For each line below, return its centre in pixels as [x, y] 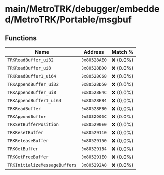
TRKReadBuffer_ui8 [29, 68]
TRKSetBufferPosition [33, 125]
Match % [123, 52]
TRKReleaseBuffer [28, 141]
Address [94, 52]
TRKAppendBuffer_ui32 [33, 85]
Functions [21, 38]
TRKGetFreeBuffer [28, 157]
